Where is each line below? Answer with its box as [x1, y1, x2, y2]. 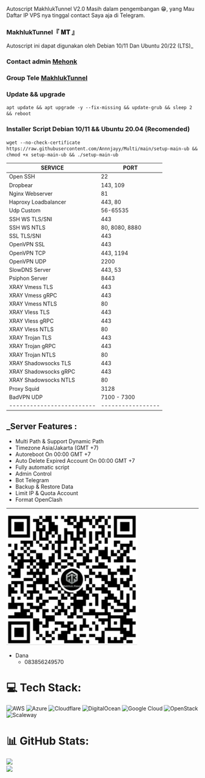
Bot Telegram [15, 476, 49, 484]
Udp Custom [9, 207, 41, 214]
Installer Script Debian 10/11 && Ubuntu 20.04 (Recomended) [6, 125, 190, 134]
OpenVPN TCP [9, 249, 46, 257]
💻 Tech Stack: [6, 680, 82, 694]
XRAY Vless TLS [9, 309, 50, 316]
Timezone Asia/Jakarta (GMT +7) [15, 444, 99, 451]
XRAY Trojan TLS [9, 334, 52, 341]
